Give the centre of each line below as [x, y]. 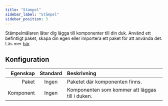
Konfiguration [27, 59]
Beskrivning [81, 74]
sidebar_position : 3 [27, 19]
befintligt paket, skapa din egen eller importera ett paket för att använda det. [84, 38]
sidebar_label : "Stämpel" [32, 14]
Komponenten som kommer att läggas [111, 90]
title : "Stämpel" [23, 10]
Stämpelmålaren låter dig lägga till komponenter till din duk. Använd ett [78, 33]
